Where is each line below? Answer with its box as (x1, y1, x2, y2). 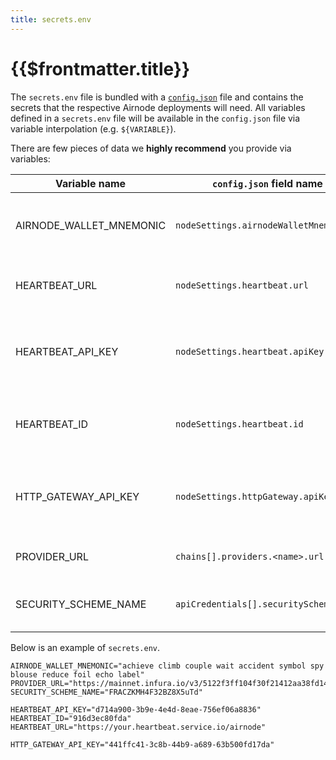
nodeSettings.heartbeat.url (175, 279, 309, 291)
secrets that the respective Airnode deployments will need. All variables (10, 101, 306, 113)
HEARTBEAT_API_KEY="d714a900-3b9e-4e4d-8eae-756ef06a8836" (10, 704, 262, 715)
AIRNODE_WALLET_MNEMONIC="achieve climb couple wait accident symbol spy (10, 661, 325, 671)
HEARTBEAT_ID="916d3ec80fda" (10, 713, 132, 723)
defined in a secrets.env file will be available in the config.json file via (10, 112, 301, 124)
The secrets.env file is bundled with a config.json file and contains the (10, 91, 304, 103)
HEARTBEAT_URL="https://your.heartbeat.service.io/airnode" (10, 722, 267, 732)
